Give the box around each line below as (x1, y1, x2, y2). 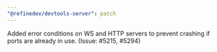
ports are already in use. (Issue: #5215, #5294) (7, 36, 141, 45)
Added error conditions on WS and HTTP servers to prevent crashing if (7, 29, 210, 37)
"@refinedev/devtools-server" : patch (7, 10, 116, 17)
